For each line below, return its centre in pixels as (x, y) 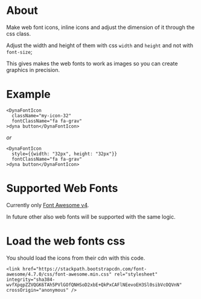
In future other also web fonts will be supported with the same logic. (91, 217)
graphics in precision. (33, 69)
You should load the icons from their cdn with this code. (76, 258)
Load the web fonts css (66, 241)
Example (28, 95)
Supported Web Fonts (62, 188)
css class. (19, 33)
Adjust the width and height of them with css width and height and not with (100, 45)
